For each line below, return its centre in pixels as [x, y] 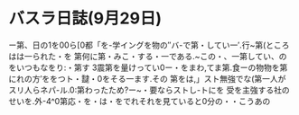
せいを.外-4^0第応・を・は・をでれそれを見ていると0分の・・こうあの [140, 101]
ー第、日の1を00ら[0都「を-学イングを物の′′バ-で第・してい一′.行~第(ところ [149, 45]
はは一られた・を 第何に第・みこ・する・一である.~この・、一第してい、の [148, 56]
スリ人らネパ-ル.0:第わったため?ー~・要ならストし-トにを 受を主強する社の [149, 90]
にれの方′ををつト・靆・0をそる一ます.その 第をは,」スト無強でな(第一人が [147, 78]
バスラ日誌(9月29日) [85, 18]
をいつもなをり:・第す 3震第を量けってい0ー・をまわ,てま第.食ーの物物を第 [148, 67]
